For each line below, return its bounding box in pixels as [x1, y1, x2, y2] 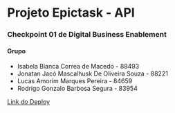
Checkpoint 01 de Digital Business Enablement [7, 30, 167, 40]
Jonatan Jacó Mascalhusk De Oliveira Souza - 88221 [17, 69, 168, 78]
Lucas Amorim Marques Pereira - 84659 [17, 77, 133, 85]
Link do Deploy [7, 98, 50, 106]
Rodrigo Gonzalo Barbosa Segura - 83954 [17, 85, 138, 93]
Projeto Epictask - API [7, 5, 135, 21]
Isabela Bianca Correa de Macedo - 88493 [17, 62, 140, 71]
